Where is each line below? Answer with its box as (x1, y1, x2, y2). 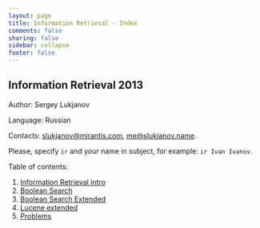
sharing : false (8, 34, 59, 42)
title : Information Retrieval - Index (8, 19, 138, 27)
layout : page (8, 11, 52, 20)
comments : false (8, 26, 62, 34)
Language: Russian (8, 115, 72, 125)
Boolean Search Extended (19, 194, 106, 204)
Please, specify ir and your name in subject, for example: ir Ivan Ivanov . (8, 146, 253, 156)
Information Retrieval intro (19, 177, 106, 186)
